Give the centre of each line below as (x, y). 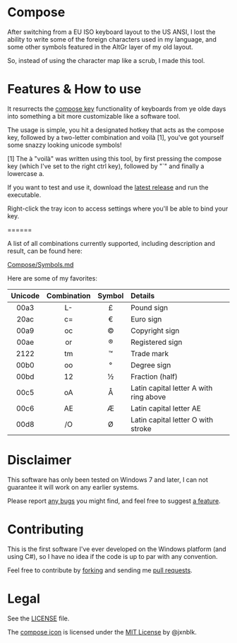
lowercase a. (26, 173)
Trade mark (150, 353)
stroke (141, 428)
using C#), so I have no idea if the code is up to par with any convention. (113, 556)
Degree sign (151, 365)
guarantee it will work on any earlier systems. (73, 487)
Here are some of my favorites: (52, 278)
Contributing (45, 529)
